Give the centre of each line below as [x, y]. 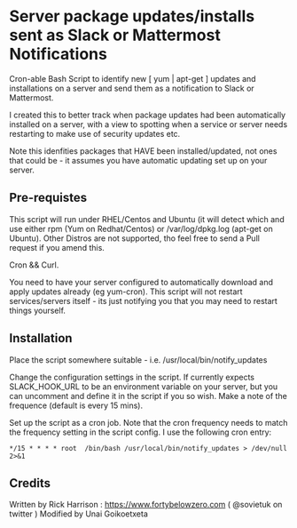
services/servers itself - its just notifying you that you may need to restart [143, 300]
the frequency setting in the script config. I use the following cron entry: [141, 432]
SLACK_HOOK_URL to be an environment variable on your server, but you [144, 386]
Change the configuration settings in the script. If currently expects [132, 377]
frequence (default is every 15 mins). [76, 405]
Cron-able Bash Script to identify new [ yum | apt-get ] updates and [133, 78]
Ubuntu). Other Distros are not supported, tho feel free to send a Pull [134, 238]
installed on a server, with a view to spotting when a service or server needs [148, 124]
